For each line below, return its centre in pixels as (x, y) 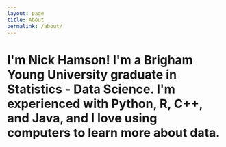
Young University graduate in (92, 74)
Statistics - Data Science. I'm (91, 89)
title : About (26, 20)
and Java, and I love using (82, 118)
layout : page (26, 13)
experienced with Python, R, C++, (105, 104)
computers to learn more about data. (114, 132)
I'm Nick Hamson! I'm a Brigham (100, 60)
